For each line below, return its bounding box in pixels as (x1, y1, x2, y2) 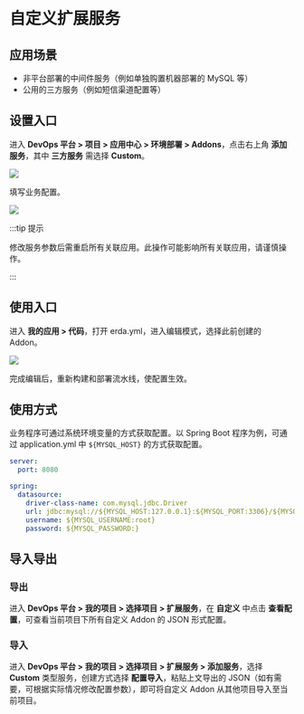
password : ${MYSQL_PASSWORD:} (25, 524, 140, 533)
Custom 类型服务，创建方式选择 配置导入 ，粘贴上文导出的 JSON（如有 (9, 672, 274, 683)
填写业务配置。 (9, 186, 65, 197)
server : (9, 457, 39, 466)
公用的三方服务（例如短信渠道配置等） (22, 84, 166, 95)
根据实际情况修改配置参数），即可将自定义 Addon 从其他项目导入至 (33, 684, 280, 695)
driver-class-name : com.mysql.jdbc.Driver (25, 499, 188, 508)
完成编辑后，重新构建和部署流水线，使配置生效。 (9, 373, 192, 384)
